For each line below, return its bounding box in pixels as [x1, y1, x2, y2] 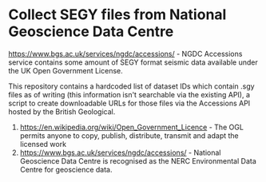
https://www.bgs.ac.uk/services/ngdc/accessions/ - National [19, 148, 221, 157]
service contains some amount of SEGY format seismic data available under [8, 57, 258, 67]
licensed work [19, 139, 66, 148]
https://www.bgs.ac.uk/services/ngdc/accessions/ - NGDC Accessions [8, 49, 243, 58]
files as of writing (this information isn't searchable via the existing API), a [8, 89, 250, 99]
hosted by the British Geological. [8, 106, 116, 117]
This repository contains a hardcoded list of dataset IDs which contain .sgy [8, 81, 255, 91]
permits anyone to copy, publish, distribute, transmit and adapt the [19, 130, 240, 140]
